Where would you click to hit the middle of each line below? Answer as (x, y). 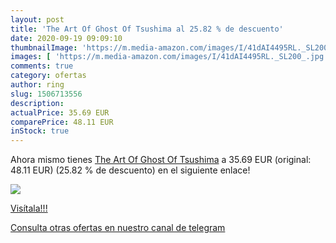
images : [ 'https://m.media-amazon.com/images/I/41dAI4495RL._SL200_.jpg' (169, 57)
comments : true (42, 66)
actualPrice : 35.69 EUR (60, 112)
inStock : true (40, 131)
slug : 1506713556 (46, 94)
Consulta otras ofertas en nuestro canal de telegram (118, 228)
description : (37, 103)
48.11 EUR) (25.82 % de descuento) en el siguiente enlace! (130, 170)
